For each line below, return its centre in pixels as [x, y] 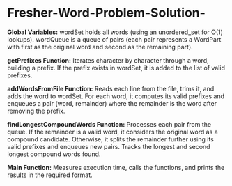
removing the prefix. [36, 111]
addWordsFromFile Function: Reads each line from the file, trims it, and [111, 88]
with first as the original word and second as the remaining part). [100, 47]
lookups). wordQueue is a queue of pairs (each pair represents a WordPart [114, 39]
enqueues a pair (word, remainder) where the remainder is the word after [112, 103]
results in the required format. [50, 175]
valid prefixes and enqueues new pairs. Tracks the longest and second [109, 146]
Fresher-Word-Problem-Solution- [106, 13]
